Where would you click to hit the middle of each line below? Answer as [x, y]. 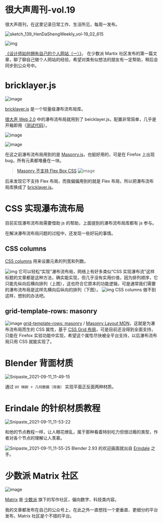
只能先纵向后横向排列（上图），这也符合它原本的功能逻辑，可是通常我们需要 [81, 283]
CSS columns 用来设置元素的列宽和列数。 [47, 261]
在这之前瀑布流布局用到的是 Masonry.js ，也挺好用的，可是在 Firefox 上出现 [80, 154]
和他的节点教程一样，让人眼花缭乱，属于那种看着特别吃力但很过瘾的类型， [79, 432]
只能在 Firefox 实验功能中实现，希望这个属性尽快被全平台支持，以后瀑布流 [79, 336]
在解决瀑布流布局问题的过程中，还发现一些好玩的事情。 [60, 233]
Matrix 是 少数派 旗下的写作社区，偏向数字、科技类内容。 [62, 500]
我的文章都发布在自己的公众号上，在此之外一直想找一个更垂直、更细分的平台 [81, 510]
